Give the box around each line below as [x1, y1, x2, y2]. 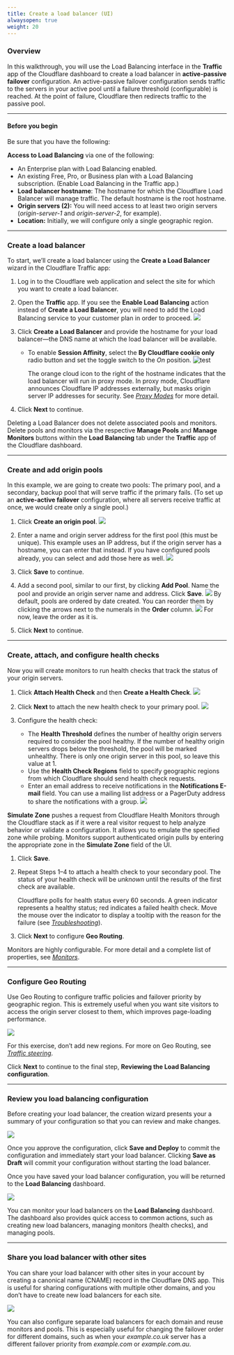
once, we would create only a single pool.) [7, 503, 129, 512]
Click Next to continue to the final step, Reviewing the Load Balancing [7, 1063, 210, 1071]
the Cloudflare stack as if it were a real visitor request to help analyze [7, 818, 206, 827]
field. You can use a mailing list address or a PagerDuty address [42, 789, 226, 797]
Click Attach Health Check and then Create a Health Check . [17, 688, 192, 696]
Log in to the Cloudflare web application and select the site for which [17, 277, 215, 286]
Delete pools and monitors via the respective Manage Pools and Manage [7, 426, 217, 435]
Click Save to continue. [17, 567, 85, 577]
